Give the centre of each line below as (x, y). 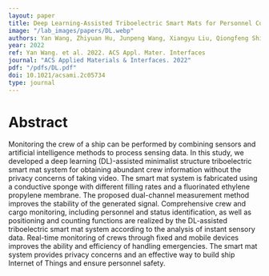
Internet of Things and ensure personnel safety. (87, 263)
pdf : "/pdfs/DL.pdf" (43, 68)
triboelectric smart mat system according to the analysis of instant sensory (132, 230)
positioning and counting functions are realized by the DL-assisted (118, 221)
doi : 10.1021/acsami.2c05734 (57, 75)
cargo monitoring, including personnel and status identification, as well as (130, 212)
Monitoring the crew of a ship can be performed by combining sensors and (132, 144)
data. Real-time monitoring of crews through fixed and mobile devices (124, 238)
